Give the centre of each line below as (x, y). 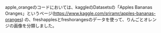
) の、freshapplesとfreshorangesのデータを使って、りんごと (82, 19)
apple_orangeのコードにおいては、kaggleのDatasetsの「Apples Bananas (79, 7)
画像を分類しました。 (35, 26)
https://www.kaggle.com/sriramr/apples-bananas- (105, 13)
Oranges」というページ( (30, 13)
